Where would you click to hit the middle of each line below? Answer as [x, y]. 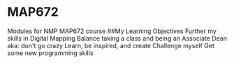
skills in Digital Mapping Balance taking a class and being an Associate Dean [117, 38]
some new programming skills [50, 53]
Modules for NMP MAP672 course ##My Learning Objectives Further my [112, 31]
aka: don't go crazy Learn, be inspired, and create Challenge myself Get [111, 45]
